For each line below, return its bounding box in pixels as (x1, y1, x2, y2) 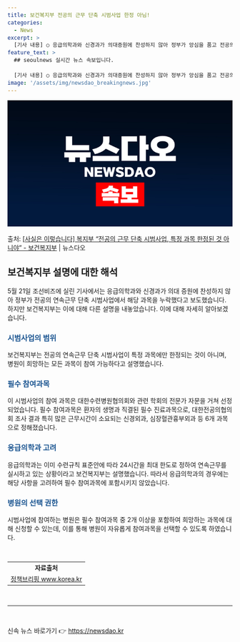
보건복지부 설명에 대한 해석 (7, 266, 118, 278)
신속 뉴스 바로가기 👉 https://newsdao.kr (7, 626, 124, 635)
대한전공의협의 (191, 405, 233, 414)
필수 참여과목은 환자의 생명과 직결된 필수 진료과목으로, (39, 405, 191, 414)
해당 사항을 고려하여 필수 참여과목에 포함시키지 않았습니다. (7, 478, 170, 486)
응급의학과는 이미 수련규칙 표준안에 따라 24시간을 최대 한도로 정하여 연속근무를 (7, 460, 227, 469)
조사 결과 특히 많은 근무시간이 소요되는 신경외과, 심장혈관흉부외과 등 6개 (14, 414, 216, 423)
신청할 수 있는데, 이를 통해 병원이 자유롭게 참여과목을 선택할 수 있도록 (14, 524, 207, 533)
